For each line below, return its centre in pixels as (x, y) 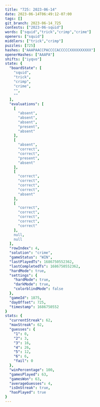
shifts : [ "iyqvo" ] (23, 59)
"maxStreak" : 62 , (27, 325)
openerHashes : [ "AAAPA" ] (30, 55)
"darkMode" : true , (32, 284)
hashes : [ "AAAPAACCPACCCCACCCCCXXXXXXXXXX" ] (50, 50)
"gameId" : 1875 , (25, 298)
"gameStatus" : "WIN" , (31, 257)
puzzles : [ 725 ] (20, 46)
